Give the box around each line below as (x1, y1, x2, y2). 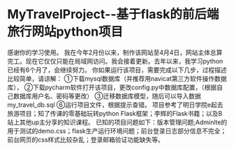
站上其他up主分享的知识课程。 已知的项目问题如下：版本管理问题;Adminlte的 (7, 118, 228, 126)
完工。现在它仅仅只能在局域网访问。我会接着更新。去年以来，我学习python (7, 57, 224, 65)
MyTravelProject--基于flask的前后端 (7, 6, 219, 22)
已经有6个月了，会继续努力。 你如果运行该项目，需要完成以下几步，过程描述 (7, 66, 227, 74)
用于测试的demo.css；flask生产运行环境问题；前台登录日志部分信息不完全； (7, 126, 227, 135)
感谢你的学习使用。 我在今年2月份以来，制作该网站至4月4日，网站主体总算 (7, 48, 223, 57)
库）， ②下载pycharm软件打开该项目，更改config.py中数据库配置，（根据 (7, 83, 217, 91)
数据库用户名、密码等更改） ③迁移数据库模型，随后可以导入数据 (13, 91, 201, 100)
